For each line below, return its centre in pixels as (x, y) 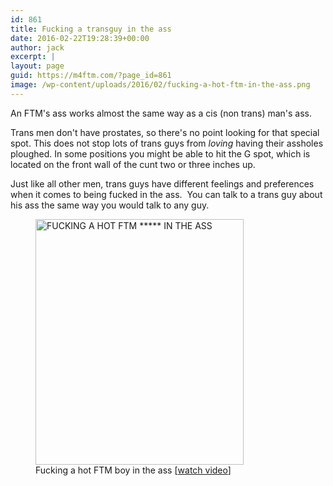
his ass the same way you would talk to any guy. (110, 205)
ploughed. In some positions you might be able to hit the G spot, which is (160, 153)
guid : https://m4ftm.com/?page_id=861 (91, 76)
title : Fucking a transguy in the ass (91, 29)
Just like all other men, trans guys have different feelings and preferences (162, 183)
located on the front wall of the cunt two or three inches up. (133, 164)
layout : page (37, 66)
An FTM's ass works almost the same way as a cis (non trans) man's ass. (161, 113)
